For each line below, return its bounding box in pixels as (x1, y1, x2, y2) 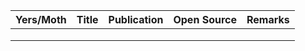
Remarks (246, 13, 290, 26)
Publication (108, 13, 164, 26)
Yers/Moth (15, 13, 67, 26)
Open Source (173, 13, 237, 26)
